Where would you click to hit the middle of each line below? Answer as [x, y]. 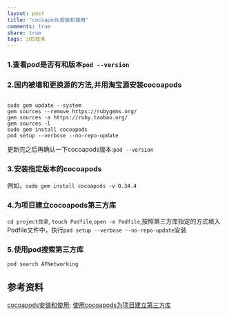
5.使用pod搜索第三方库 [46, 249]
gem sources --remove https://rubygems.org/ [72, 112]
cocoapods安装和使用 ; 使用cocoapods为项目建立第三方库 [89, 305]
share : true [24, 33]
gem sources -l [29, 124]
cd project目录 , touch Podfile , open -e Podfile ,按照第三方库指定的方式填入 [114, 221]
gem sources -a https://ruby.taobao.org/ [68, 118]
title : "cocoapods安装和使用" [48, 20]
